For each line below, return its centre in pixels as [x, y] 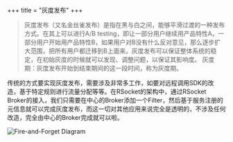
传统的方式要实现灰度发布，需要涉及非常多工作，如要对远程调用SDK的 [107, 83]
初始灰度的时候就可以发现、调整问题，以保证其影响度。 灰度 [129, 60]
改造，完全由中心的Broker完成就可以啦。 [65, 117]
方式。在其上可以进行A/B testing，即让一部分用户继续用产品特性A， [121, 34]
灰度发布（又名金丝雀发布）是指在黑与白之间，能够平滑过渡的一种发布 [124, 25]
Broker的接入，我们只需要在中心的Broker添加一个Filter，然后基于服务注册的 [115, 100]
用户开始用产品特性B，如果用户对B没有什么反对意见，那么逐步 [126, 42]
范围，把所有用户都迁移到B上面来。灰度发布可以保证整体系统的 [120, 51]
